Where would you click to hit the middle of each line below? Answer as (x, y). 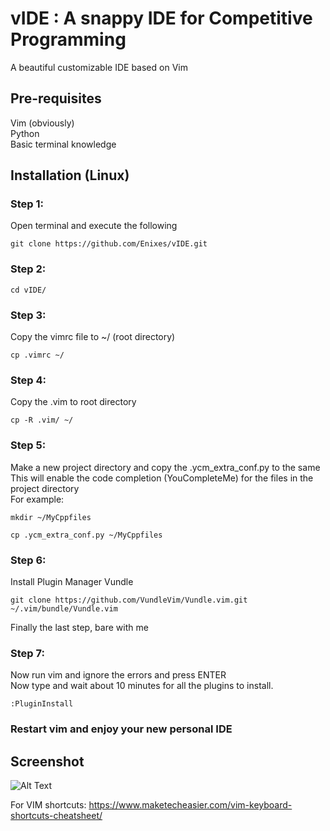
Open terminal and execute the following (94, 226)
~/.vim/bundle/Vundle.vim (64, 608)
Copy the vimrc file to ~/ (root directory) (93, 337)
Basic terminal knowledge (63, 144)
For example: (37, 499)
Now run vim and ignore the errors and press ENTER (118, 675)
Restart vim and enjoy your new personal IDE (121, 729)
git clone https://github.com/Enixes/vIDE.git (109, 244)
